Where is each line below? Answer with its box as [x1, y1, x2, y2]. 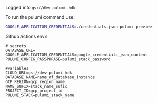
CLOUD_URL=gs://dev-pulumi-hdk [5, 70, 72, 75]
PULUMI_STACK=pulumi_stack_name [5, 92, 74, 98]
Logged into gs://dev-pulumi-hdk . [5, 5, 77, 10]
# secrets [5, 43, 27, 48]
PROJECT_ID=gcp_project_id [5, 88, 63, 93]
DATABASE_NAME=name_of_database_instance [5, 74, 95, 80]
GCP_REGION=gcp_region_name [5, 79, 65, 84]
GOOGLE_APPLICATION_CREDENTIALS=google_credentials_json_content [5, 52, 147, 57]
